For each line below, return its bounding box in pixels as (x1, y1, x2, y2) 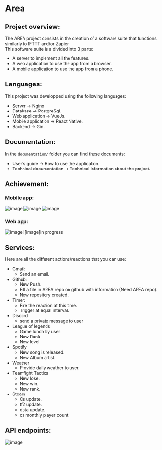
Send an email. (19, 271, 50, 277)
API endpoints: (5, 426, 51, 435)
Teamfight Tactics (12, 370, 49, 376)
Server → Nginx (12, 103, 45, 109)
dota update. (19, 407, 46, 413)
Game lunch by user (19, 329, 60, 335)
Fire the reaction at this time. (19, 303, 77, 309)
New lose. (19, 375, 40, 381)
